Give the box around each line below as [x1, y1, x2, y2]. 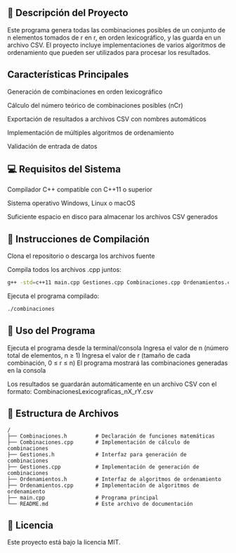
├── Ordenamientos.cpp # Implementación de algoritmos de [7, 482, 199, 489]
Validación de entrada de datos [7, 142, 98, 150]
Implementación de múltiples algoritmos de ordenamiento [7, 128, 174, 137]
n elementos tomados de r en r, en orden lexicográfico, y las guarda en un [7, 33, 221, 42]
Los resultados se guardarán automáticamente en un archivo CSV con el [7, 380, 217, 388]
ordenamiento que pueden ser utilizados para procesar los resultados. [7, 48, 211, 56]
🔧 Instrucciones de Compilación [7, 233, 150, 245]
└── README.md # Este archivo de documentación [7, 500, 193, 507]
